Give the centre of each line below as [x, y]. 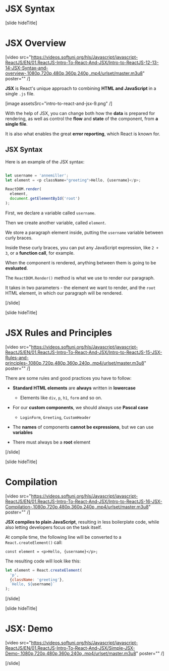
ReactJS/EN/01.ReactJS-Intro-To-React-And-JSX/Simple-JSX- [70, 648]
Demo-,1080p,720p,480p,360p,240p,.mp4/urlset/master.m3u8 [71, 653]
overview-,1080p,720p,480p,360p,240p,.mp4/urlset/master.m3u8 [74, 73]
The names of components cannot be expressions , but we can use [83, 427]
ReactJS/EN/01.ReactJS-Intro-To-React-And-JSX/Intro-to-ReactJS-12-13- [82, 62]
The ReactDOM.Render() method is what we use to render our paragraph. [80, 277]
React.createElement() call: [34, 542]
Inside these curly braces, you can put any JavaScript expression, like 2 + [82, 247]
